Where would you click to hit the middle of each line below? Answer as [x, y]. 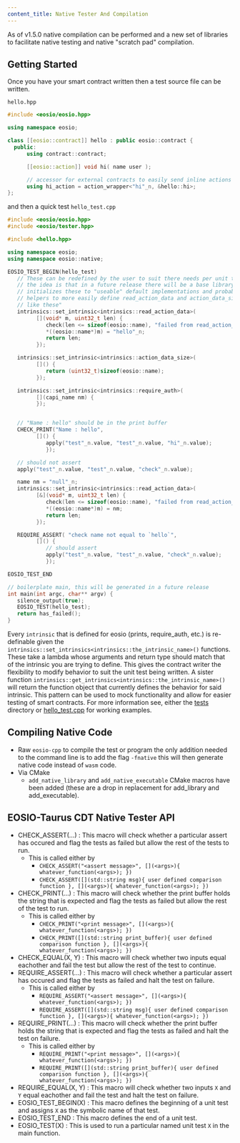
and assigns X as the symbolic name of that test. [89, 1110]
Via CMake [34, 772]
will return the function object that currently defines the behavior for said [115, 688]
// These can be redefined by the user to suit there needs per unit [122, 278]
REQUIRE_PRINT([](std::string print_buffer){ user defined [129, 1068]
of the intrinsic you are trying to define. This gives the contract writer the [114, 665]
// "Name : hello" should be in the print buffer [92, 423]
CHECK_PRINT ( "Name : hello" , [60, 430]
